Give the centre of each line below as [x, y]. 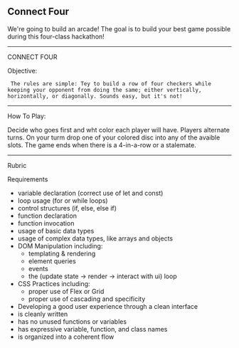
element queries [52, 261]
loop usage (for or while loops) [63, 200]
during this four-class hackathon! [56, 36]
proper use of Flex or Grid [66, 291]
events [38, 268]
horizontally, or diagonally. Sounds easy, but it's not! [95, 96]
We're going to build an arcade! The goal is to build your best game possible [119, 28]
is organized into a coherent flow [66, 337]
